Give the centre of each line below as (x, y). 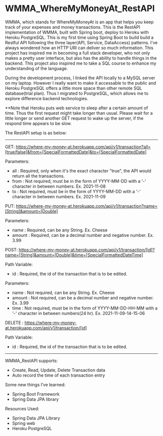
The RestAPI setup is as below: (36, 133)
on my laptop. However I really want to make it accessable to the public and (81, 83)
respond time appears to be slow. (38, 123)
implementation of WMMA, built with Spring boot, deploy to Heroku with (77, 32)
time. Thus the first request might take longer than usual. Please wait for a (79, 113)
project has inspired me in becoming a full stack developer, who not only (78, 53)
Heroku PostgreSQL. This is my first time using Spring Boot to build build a (79, 37)
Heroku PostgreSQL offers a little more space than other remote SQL (73, 88)
